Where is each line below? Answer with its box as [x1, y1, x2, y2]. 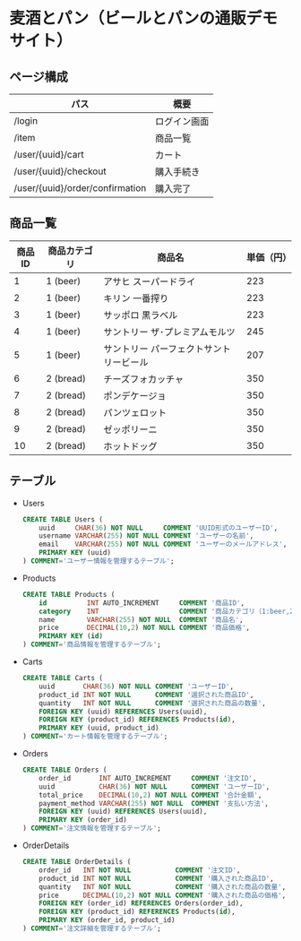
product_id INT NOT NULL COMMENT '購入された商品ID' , [39, 874, 275, 883]
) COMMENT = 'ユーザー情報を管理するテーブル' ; [21, 557, 175, 565]
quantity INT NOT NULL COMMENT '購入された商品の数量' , [39, 882, 287, 892]
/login [13, 115, 39, 126]
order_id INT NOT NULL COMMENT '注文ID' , [39, 866, 241, 875]
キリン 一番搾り [103, 292, 169, 305]
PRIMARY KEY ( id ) [39, 632, 104, 641]
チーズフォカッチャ [103, 373, 185, 385]
